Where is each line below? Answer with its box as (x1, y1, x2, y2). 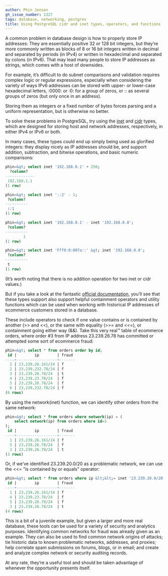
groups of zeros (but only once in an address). (5, 93, 102, 99)
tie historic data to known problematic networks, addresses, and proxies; (5, 539, 156, 545)
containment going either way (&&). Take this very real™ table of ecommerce (5, 327, 163, 333)
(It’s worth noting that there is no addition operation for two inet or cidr (5, 276, 151, 282)
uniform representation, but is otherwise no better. (5, 108, 110, 114)
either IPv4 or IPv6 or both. (5, 129, 61, 135)
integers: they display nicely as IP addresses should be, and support (5, 144, 147, 150)
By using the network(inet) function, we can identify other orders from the (5, 399, 158, 405)
